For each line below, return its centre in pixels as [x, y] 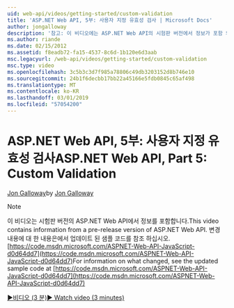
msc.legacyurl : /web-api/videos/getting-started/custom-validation [107, 59]
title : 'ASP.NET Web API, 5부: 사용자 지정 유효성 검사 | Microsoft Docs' [110, 20]
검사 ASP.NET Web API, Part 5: [120, 159]
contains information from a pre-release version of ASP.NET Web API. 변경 [114, 229]
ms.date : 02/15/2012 [37, 46]
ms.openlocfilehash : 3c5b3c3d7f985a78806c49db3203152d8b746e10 [101, 72]
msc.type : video [31, 66]
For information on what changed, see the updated [146, 261]
